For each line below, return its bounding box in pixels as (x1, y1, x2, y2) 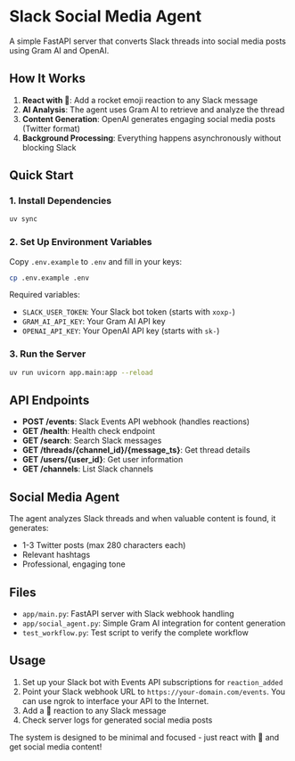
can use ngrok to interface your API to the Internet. (21, 695, 209, 706)
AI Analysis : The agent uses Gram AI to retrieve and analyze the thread (21, 104, 285, 115)
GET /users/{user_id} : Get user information (21, 454, 184, 465)
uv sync (9, 215, 38, 224)
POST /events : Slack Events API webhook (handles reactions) (21, 416, 250, 427)
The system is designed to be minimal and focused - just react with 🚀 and (9, 732, 280, 742)
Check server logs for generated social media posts (21, 715, 213, 725)
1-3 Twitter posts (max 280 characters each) (21, 540, 186, 551)
